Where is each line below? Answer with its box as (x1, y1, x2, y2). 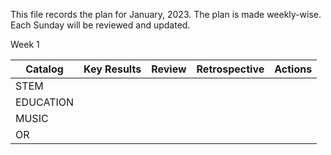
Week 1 (10, 39, 40, 50)
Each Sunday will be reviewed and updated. (10, 19, 191, 31)
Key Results (83, 62, 142, 76)
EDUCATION (15, 95, 75, 109)
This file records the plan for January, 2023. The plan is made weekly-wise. (10, 9, 322, 20)
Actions (274, 62, 313, 76)
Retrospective (196, 62, 265, 76)
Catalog (25, 62, 64, 76)
